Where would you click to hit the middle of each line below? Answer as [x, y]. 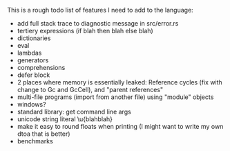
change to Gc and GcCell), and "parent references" [90, 90]
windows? [31, 104]
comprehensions [41, 68]
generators [33, 60]
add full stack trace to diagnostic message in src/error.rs [98, 23]
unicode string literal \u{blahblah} [65, 119]
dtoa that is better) [44, 134]
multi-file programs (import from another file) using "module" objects [115, 97]
